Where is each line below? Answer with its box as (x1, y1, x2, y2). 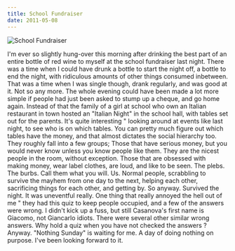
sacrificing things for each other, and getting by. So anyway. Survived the (7, 184, 220, 192)
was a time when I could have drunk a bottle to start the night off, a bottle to (7, 65, 227, 73)
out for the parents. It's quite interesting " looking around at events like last (7, 116, 223, 125)
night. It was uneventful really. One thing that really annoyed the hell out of (7, 191, 222, 200)
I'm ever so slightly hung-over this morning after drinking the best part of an (7, 50, 227, 58)
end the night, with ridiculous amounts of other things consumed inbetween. (7, 72, 228, 81)
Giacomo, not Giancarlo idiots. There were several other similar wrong (7, 213, 210, 222)
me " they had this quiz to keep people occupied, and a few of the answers (7, 198, 224, 207)
